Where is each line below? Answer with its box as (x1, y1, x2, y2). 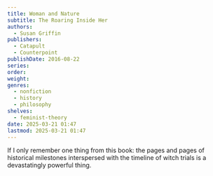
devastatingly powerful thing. (7, 161, 92, 170)
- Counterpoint (13, 50, 58, 57)
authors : (7, 23, 33, 30)
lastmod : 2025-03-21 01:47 (7, 127, 86, 134)
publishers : (7, 36, 42, 43)
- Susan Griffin (13, 29, 61, 37)
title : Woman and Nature (7, 10, 80, 17)
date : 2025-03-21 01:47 (7, 120, 77, 128)
